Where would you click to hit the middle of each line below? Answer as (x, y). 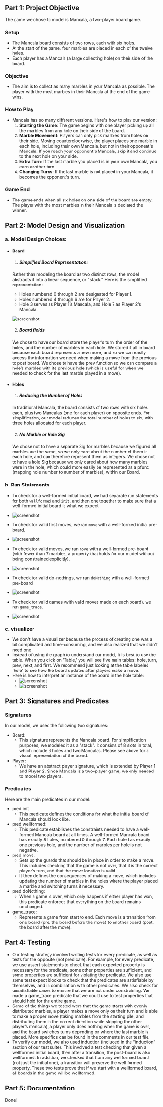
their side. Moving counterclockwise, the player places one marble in (88, 141)
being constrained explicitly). (41, 559)
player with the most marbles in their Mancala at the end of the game (81, 92)
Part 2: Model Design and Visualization (65, 226)
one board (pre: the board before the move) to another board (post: (87, 922)
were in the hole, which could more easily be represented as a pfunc (81, 467)
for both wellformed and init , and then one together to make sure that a (84, 501)
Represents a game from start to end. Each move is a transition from (88, 917)
